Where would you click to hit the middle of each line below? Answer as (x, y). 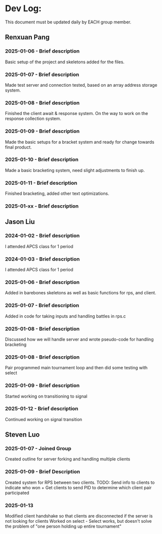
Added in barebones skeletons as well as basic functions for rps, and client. (81, 293)
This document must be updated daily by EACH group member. (68, 22)
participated (17, 493)
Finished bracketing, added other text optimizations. (57, 193)
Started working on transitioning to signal (46, 396)
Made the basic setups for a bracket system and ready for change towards (80, 142)
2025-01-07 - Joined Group (38, 449)
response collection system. (33, 119)
